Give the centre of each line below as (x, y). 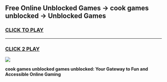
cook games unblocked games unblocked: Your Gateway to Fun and (77, 69)
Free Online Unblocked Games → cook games (77, 8)
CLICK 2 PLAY (22, 49)
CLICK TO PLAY (24, 30)
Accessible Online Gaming (33, 74)
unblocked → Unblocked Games (56, 16)
